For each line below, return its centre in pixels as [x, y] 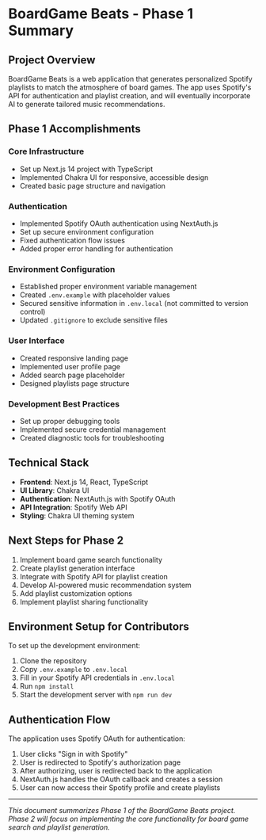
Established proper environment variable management [108, 287]
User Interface [36, 341]
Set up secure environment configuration [87, 231]
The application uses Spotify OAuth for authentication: [97, 739]
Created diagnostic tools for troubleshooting [92, 437]
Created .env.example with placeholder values [95, 295]
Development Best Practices [64, 403]
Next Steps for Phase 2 [66, 541]
